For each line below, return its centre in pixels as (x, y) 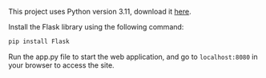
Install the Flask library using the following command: (96, 27)
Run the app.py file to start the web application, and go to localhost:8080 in (133, 57)
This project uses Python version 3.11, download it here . (100, 12)
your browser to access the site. (61, 65)
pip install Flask (39, 41)
